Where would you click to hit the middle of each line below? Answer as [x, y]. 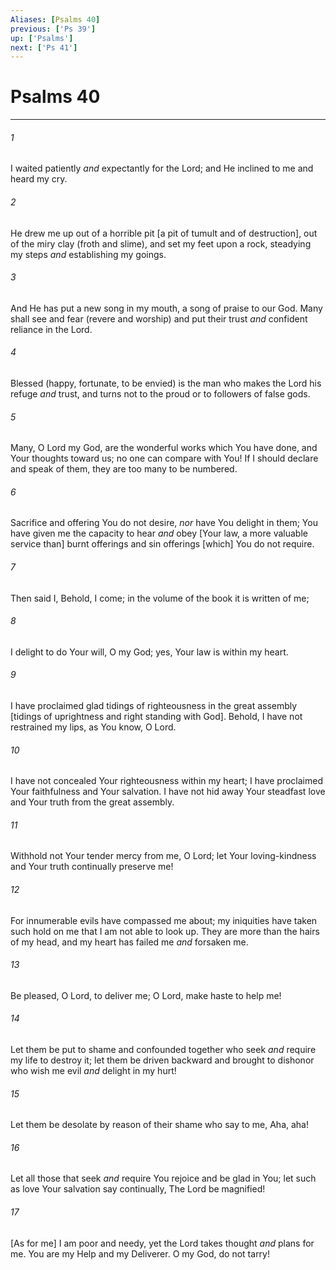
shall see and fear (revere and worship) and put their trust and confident [159, 318]
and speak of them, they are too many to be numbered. [124, 469]
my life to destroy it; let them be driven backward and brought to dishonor [162, 1060]
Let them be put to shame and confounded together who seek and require [163, 1050]
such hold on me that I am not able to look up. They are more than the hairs [165, 931]
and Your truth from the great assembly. [92, 802]
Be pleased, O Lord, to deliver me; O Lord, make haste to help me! [146, 995]
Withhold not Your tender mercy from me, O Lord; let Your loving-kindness [163, 856]
